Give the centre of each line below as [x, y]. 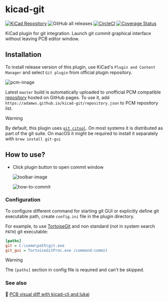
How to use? [25, 155]
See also [16, 283]
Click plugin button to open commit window [58, 167]
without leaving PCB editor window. [42, 39]
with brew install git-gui [33, 139]
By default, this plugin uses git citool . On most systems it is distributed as [84, 128]
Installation [23, 55]
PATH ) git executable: [27, 231]
